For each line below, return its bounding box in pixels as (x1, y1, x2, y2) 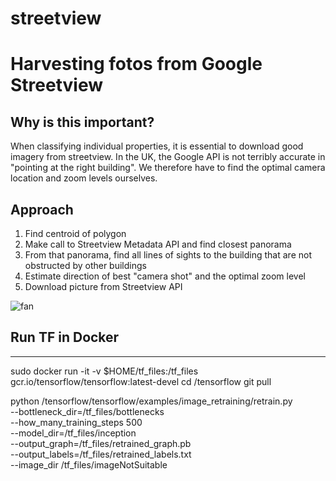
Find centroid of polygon (24, 228, 127, 239)
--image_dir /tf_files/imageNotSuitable (10, 458, 168, 471)
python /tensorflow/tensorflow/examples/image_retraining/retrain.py (10, 395, 293, 407)
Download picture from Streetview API (24, 281, 183, 292)
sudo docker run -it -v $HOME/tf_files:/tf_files (10, 365, 199, 377)
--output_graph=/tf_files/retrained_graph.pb (10, 437, 192, 449)
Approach (10, 201, 74, 218)
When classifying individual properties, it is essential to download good (10, 140, 304, 152)
